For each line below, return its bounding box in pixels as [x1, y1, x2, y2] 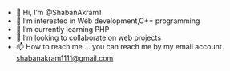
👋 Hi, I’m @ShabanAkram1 [15, 8, 102, 17]
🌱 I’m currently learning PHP [15, 25, 110, 34]
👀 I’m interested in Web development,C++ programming [15, 16, 200, 26]
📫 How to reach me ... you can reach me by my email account [15, 42, 222, 51]
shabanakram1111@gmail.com [15, 53, 114, 63]
